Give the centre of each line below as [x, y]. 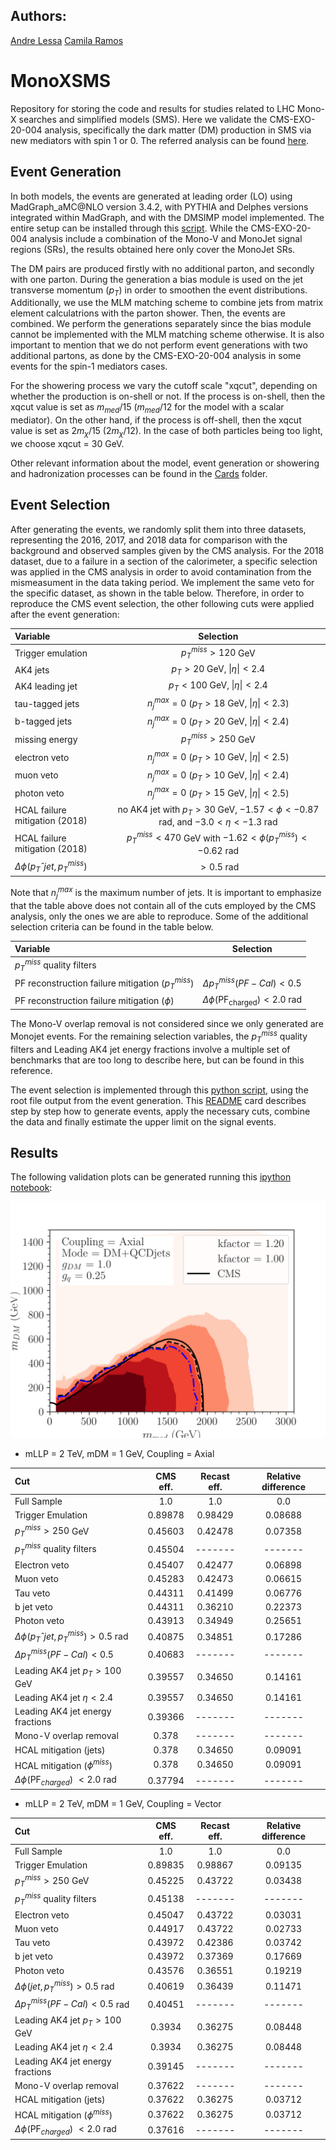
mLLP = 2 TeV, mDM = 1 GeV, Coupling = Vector [123, 1803]
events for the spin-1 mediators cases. [89, 366]
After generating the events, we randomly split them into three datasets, [158, 529]
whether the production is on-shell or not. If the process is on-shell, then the [168, 396]
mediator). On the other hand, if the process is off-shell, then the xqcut [156, 420]
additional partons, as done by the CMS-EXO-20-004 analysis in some [156, 356]
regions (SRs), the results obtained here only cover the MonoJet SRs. [153, 249]
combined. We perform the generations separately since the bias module [161, 324]
